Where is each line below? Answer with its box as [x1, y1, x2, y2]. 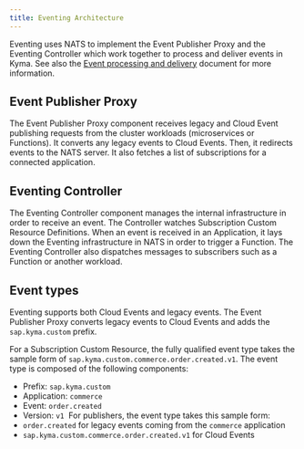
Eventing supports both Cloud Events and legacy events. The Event [9, 307, 262, 318]
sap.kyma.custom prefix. [9, 326, 97, 338]
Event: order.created [22, 401, 102, 412]
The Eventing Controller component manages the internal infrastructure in [9, 207, 287, 219]
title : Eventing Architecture [9, 13, 125, 23]
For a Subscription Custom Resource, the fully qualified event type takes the [9, 344, 296, 355]
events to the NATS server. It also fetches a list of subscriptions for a [9, 147, 267, 158]
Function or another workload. [9, 256, 123, 267]
